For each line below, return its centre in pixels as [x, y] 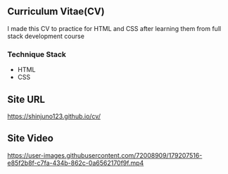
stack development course [46, 36]
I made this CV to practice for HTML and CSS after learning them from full [114, 28]
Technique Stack [37, 54]
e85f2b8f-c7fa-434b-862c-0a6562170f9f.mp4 [76, 163]
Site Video [31, 138]
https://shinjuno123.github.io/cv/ [54, 116]
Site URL [26, 99]
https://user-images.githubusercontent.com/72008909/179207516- [105, 155]
